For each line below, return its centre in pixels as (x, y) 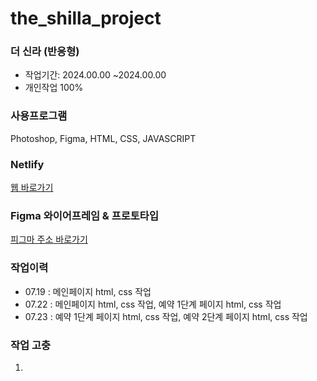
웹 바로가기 (32, 188)
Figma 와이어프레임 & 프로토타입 (84, 215)
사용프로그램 (39, 116)
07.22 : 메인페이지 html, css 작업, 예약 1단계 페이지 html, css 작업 (153, 304)
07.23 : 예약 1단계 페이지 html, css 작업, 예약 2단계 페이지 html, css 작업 (166, 316)
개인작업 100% (54, 88)
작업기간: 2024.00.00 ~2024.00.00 (95, 75)
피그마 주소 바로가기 (49, 239)
